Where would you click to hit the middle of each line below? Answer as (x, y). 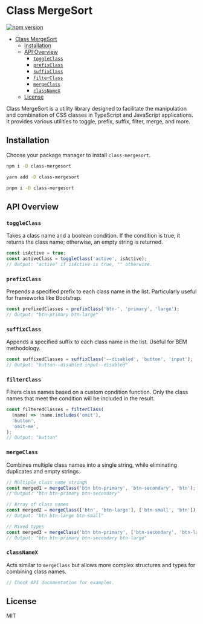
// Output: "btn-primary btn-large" (52, 314)
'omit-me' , (25, 426)
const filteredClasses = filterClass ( (55, 410)
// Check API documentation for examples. (60, 582)
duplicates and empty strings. (43, 471)
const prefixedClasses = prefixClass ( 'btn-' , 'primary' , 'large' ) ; (93, 309)
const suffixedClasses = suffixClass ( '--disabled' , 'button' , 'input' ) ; (100, 359)
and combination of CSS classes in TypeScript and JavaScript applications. (100, 115)
